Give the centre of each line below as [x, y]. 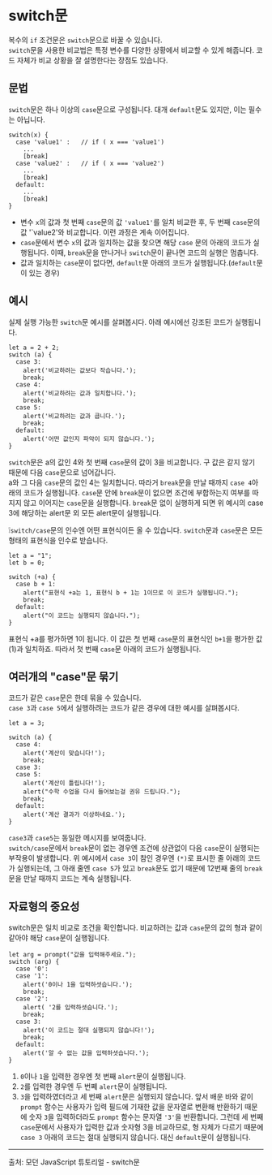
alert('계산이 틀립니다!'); [64, 784]
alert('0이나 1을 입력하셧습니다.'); [78, 985]
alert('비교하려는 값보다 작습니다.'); [80, 370]
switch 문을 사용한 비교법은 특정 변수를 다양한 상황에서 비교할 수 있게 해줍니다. [132, 50]
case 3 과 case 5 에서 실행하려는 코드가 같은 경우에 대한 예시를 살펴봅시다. [124, 708]
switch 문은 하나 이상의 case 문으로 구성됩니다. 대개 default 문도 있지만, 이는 [127, 109]
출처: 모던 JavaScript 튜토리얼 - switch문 [74, 1162]
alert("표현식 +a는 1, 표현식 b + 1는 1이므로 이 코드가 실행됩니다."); [131, 593]
